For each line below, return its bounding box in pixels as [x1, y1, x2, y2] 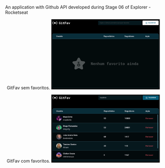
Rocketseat [5, 9, 28, 15]
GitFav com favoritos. [6, 158, 51, 164]
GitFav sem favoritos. [6, 85, 51, 91]
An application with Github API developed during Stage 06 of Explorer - [5, 4, 151, 10]
